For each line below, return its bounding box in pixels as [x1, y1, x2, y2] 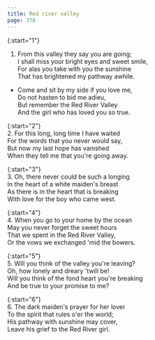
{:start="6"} [7, 295, 41, 304]
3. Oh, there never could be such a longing [7, 172, 131, 181]
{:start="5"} [7, 252, 41, 260]
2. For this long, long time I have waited [7, 129, 121, 137]
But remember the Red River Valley [17, 100, 118, 109]
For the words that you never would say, [7, 136, 123, 144]
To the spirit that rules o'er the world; [7, 310, 114, 318]
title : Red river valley [7, 10, 80, 18]
